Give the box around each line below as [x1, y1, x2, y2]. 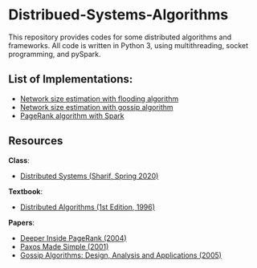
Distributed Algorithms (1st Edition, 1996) [19, 202, 155, 212]
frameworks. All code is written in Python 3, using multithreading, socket [8, 40, 249, 50]
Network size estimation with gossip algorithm [19, 102, 174, 112]
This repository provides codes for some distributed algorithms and [8, 32, 232, 42]
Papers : [8, 217, 35, 227]
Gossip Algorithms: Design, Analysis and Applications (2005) [19, 250, 222, 260]
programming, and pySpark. [8, 49, 102, 59]
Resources [8, 134, 63, 148]
